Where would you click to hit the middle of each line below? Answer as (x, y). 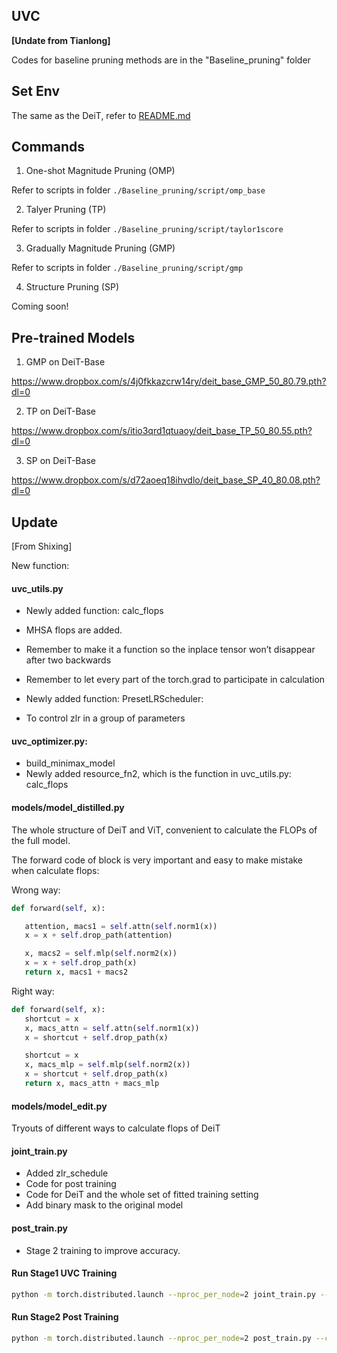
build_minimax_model (70, 763)
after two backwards (68, 660)
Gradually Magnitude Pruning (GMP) (100, 248)
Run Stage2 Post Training (65, 1317)
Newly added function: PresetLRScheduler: (114, 699)
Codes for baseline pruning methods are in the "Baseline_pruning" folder (161, 60)
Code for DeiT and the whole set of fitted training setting (142, 1195)
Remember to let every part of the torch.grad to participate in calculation (175, 680)
